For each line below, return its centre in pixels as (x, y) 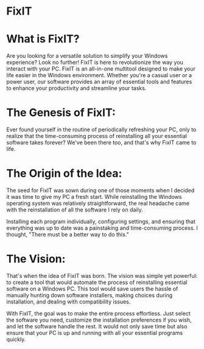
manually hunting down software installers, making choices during (90, 295)
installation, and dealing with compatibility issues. (69, 302)
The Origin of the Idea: (64, 174)
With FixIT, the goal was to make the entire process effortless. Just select (98, 313)
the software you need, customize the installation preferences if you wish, (99, 320)
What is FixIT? (43, 39)
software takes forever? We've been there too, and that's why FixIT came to (101, 143)
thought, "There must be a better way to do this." (68, 234)
